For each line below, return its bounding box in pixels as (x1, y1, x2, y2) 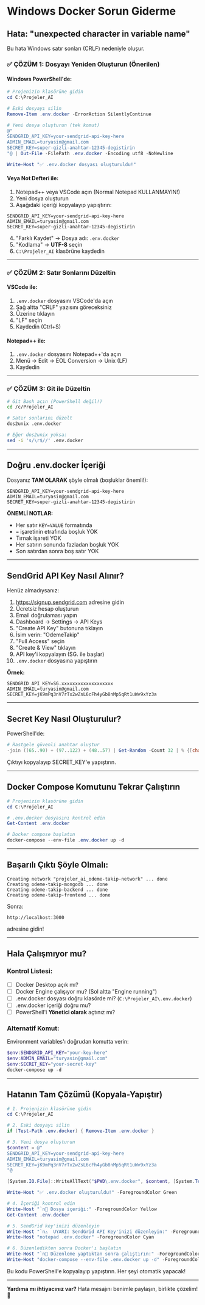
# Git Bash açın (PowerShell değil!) (7, 398, 103, 404)
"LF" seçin (15, 316, 43, 324)
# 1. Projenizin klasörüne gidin (7, 1105, 92, 1112)
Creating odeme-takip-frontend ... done (7, 892, 111, 898)
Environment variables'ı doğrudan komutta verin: (7, 1038, 129, 1045)
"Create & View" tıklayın (15, 644, 76, 652)
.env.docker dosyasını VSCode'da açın (15, 297, 113, 305)
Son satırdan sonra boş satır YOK (15, 547, 99, 554)
